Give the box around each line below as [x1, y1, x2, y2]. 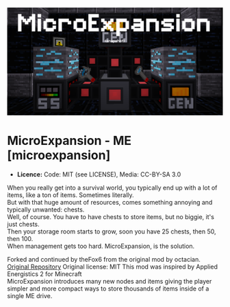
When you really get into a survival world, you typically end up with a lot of [7, 183, 218, 192]
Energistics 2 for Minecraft [7, 269, 82, 278]
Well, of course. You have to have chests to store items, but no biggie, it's [7, 212, 214, 220]
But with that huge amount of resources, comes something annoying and [7, 198, 213, 206]
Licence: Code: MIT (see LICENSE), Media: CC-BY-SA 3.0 [16, 170, 181, 179]
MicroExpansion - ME [7, 133, 132, 148]
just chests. [7, 220, 40, 228]
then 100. [7, 234, 34, 242]
